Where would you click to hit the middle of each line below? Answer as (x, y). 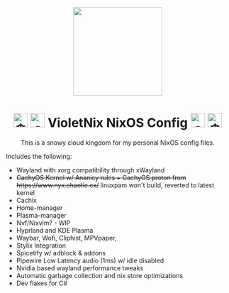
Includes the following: (39, 156)
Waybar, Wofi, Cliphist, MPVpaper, (66, 238)
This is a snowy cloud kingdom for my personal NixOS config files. (118, 143)
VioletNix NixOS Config (118, 123)
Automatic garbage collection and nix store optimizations (100, 275)
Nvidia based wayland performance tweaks (80, 268)
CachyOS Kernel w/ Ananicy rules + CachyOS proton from (101, 177)
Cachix (27, 200)
